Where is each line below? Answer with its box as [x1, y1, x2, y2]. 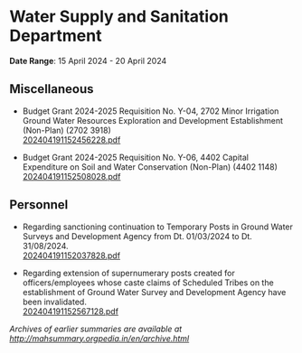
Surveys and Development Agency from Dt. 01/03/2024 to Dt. [22, 230, 253, 241]
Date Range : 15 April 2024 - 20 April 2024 [9, 55, 167, 66]
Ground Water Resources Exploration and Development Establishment [22, 115, 283, 125]
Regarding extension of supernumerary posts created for [22, 267, 235, 278]
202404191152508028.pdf [22, 171, 121, 181]
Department [9, 25, 102, 46]
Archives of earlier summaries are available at [9, 323, 183, 334]
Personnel [9, 197, 69, 213]
